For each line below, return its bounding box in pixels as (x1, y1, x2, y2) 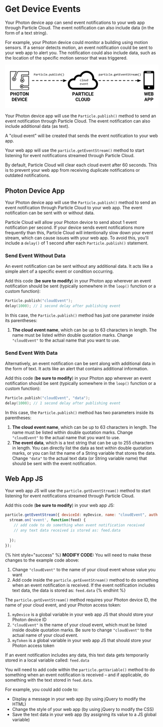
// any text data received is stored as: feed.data (14, 528, 121, 533)
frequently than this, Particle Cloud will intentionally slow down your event (5, 229, 153, 235)
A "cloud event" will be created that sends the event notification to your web (5, 133, 158, 139)
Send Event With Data (5, 349, 58, 356)
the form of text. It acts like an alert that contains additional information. (5, 366, 148, 372)
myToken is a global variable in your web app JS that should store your (12, 638, 152, 644)
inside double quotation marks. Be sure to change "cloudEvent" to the (12, 627, 152, 633)
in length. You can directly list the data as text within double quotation (12, 445, 152, 451)
